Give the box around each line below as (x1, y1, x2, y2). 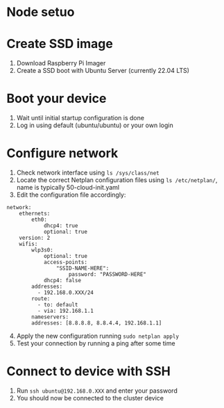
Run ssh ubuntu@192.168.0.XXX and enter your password (16, 386, 178, 395)
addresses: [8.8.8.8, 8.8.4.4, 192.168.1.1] (31, 320, 162, 327)
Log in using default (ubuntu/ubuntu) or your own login (16, 121, 174, 129)
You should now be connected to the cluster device (16, 393, 164, 402)
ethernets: (19, 210, 51, 217)
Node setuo (6, 4, 75, 20)
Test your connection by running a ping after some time (16, 339, 175, 348)
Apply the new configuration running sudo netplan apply (16, 332, 180, 340)
